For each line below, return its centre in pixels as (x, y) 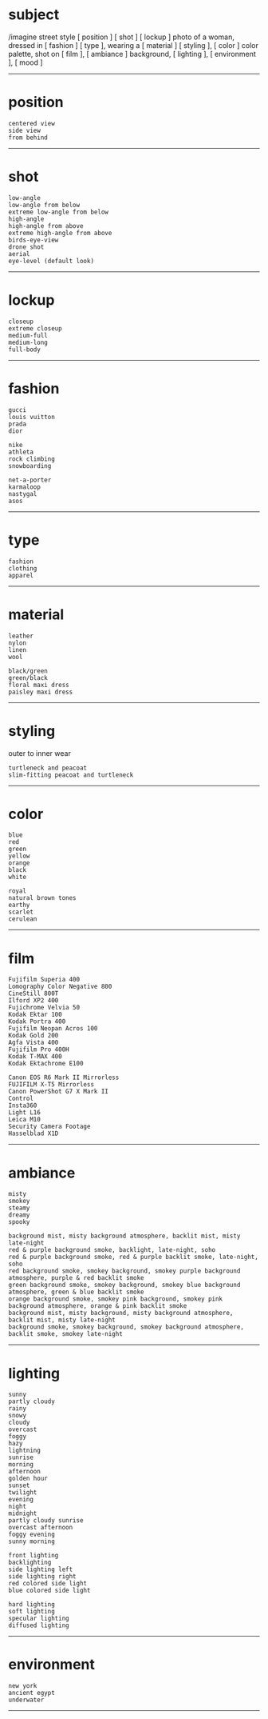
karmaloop (25, 487)
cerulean (23, 919)
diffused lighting (39, 1625)
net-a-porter (30, 480)
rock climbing (32, 459)
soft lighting (32, 1612)
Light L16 (25, 1113)
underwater (26, 1700)
